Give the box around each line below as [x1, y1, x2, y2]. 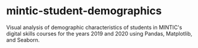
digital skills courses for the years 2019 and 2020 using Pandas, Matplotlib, [6, 30, 193, 37]
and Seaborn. [6, 36, 40, 43]
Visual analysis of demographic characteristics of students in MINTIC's [6, 24, 182, 31]
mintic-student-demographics [6, 4, 162, 18]
